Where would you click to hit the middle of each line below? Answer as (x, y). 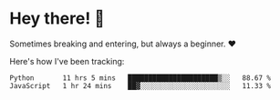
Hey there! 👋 (57, 19)
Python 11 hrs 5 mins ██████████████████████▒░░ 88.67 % (140, 78)
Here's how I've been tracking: (67, 61)
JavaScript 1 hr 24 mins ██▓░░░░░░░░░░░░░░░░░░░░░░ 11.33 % (140, 85)
